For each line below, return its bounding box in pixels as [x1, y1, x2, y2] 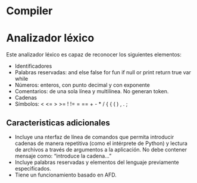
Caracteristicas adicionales [6, 118, 110, 128]
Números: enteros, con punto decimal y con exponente [14, 81, 150, 89]
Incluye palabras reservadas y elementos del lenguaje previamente [14, 159, 180, 166]
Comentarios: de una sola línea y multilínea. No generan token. [14, 88, 169, 95]
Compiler [6, 4, 53, 18]
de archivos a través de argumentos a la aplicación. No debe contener [14, 146, 187, 153]
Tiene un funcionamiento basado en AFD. [14, 171, 117, 178]
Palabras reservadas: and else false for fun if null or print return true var [14, 69, 192, 76]
